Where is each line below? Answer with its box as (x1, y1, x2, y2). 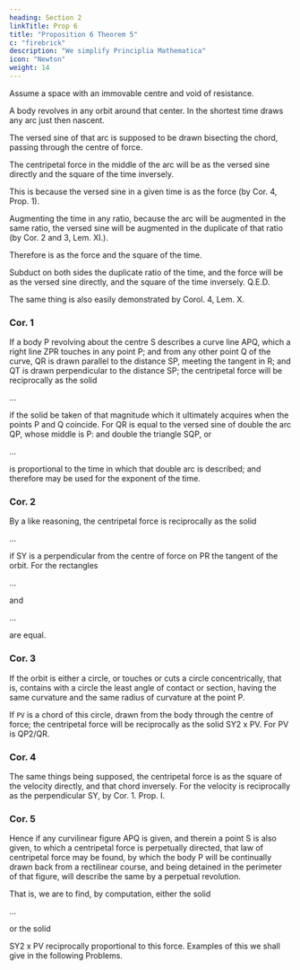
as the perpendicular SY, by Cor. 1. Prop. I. (9, 790, 166, 801)
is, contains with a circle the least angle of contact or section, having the (9, 682, 277, 692)
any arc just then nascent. (9, 114, 105, 126)
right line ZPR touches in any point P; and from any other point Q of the (9, 347, 271, 357)
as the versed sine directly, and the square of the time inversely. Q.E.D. (9, 276, 270, 287)
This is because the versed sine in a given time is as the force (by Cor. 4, (9, 186, 278, 197)
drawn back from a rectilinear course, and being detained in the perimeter (9, 861, 282, 872)
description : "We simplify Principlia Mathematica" (9, 47, 206, 56)
